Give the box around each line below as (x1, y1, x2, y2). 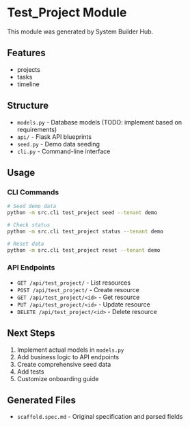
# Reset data (7, 240, 44, 247)
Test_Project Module (7, 5, 127, 21)
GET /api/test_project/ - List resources (16, 279, 131, 287)
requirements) (16, 125, 57, 133)
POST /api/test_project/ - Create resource (16, 285, 140, 294)
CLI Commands (7, 187, 59, 196)
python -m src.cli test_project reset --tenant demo (7, 246, 161, 254)
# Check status (7, 222, 51, 229)
